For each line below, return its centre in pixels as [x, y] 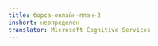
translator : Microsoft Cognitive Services [79, 30]
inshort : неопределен [44, 23]
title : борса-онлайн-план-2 [55, 15]
